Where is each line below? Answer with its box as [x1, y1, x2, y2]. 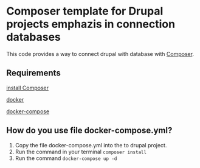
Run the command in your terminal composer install [15, 148, 147, 155]
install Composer [6, 84, 49, 91]
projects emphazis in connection [6, 17, 175, 31]
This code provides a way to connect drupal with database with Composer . [6, 50, 195, 57]
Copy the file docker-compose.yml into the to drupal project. [15, 141, 167, 149]
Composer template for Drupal [6, 4, 164, 18]
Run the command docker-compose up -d [15, 154, 117, 162]
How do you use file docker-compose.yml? [6, 125, 173, 136]
